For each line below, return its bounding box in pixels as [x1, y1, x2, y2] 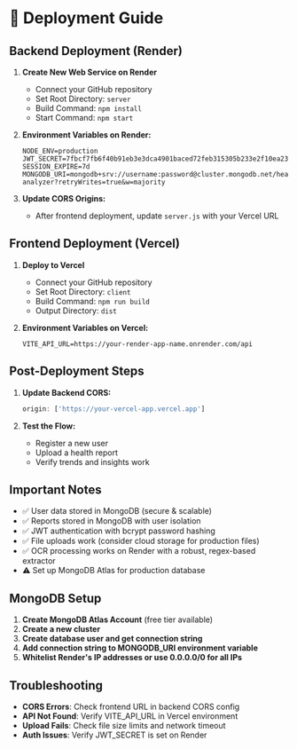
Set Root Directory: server [35, 93, 131, 104]
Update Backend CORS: [21, 387, 112, 398]
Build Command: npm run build [35, 296, 151, 306]
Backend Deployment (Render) [9, 43, 184, 59]
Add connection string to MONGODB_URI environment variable [21, 643, 259, 653]
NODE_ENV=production [21, 146, 98, 155]
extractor [21, 556, 56, 566]
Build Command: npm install [35, 103, 142, 114]
